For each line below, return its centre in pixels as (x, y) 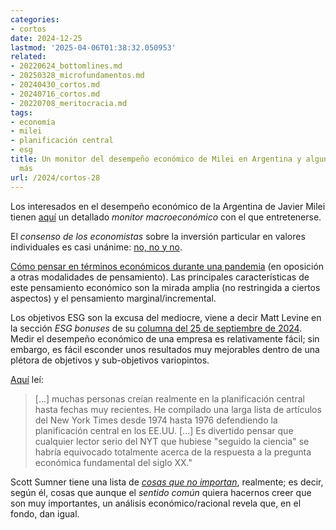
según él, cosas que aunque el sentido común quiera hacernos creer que (161, 492)
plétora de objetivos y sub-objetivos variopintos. (110, 360)
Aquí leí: (27, 379)
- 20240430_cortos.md (55, 85)
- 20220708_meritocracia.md (69, 103)
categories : (35, 19)
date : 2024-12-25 (46, 38)
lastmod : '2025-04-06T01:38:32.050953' (93, 47)
